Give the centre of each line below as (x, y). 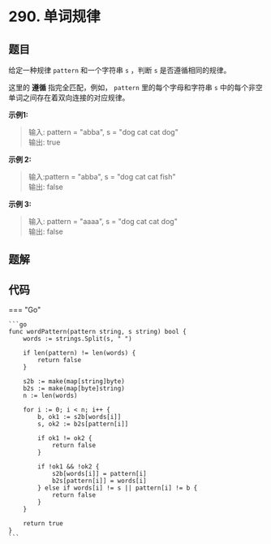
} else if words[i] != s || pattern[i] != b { (118, 488)
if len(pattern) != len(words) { (80, 353)
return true (43, 524)
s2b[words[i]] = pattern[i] (99, 474)
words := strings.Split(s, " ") (77, 339)
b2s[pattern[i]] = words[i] (99, 481)
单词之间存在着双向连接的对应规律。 (69, 97)
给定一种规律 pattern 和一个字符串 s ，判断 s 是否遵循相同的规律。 (120, 70)
